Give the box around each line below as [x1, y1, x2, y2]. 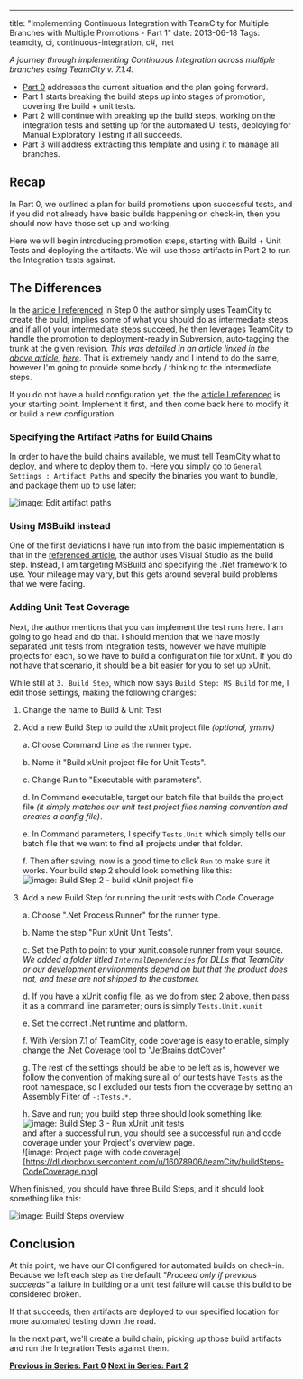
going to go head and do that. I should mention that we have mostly [9, 631, 260, 642]
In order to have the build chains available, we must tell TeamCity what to [9, 451, 281, 461]
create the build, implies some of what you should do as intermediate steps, [9, 314, 291, 324]
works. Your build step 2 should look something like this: [22, 864, 233, 875]
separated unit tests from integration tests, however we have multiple [9, 641, 267, 652]
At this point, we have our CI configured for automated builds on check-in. [9, 1260, 285, 1271]
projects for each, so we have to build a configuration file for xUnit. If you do [9, 650, 293, 661]
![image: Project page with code [22, 1146, 142, 1157]
